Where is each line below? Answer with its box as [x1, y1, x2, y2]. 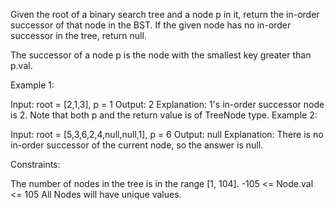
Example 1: [10, 79, 55, 91]
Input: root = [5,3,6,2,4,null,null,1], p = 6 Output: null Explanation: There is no [10, 129, 324, 140]
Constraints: [10, 159, 61, 170]
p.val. [10, 60, 33, 71]
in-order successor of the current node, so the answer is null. [10, 139, 264, 151]
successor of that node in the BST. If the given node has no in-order [10, 19, 292, 31]
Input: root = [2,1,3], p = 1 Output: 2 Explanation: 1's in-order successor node [10, 99, 325, 110]
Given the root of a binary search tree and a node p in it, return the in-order [10, 9, 320, 20]
